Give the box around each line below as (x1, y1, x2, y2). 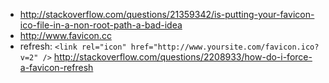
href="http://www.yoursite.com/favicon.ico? (130, 42, 320, 52)
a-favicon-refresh (19, 62, 94, 73)
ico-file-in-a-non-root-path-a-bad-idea (19, 19, 183, 31)
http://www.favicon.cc (19, 30, 112, 41)
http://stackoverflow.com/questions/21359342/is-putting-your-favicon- (19, 9, 315, 20)
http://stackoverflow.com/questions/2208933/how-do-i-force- (53, 51, 313, 63)
